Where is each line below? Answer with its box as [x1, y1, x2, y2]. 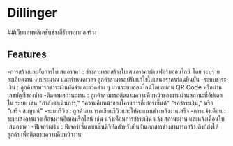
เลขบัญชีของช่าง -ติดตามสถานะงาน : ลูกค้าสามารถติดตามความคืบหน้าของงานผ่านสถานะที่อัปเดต [7, 91, 223, 99]
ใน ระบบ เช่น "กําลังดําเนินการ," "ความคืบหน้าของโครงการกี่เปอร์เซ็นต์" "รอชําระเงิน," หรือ [7, 98, 214, 107]
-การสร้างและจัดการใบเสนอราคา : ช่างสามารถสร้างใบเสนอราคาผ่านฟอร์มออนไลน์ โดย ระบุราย [7, 67, 220, 75]
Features [7, 49, 47, 61]
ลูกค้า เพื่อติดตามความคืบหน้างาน [7, 130, 82, 138]
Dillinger [7, 5, 57, 21]
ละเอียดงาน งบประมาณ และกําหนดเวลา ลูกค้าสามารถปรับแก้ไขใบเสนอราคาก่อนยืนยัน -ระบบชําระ [7, 75, 227, 83]
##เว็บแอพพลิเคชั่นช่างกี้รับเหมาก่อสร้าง [7, 28, 97, 36]
